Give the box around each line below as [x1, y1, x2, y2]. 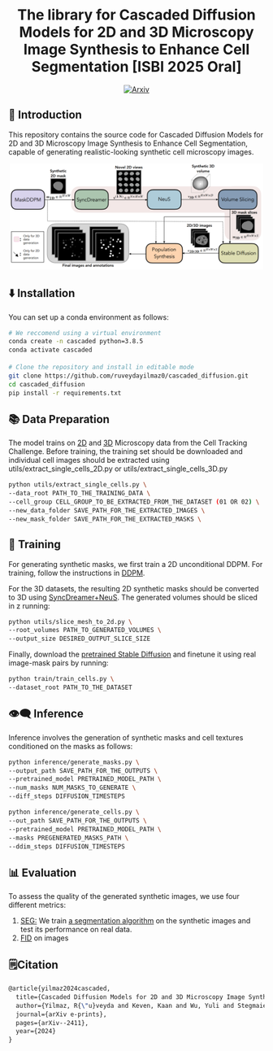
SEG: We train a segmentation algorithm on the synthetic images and [19, 916, 251, 926]
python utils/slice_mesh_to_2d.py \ [8, 617, 132, 626]
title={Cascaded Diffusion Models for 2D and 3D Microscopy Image [15, 992, 245, 1001]
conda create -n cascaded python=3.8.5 [8, 338, 144, 346]
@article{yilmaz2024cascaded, [8, 984, 111, 993]
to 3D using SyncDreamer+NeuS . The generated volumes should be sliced [8, 592, 258, 602]
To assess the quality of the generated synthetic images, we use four [8, 892, 240, 901]
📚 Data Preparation [8, 412, 110, 426]
